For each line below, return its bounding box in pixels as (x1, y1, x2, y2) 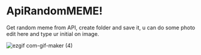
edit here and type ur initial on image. (6, 30, 99, 37)
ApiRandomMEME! (6, 4, 103, 18)
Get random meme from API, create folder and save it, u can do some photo (6, 24, 196, 31)
